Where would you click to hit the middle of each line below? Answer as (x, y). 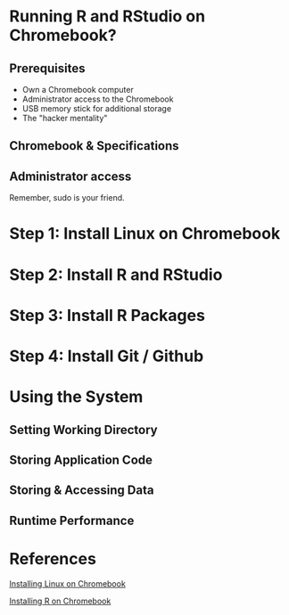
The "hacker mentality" (65, 118)
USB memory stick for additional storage (97, 108)
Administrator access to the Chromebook (98, 99)
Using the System (76, 397)
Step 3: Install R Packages (107, 315)
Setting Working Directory (83, 430)
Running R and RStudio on (107, 16)
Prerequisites (47, 68)
